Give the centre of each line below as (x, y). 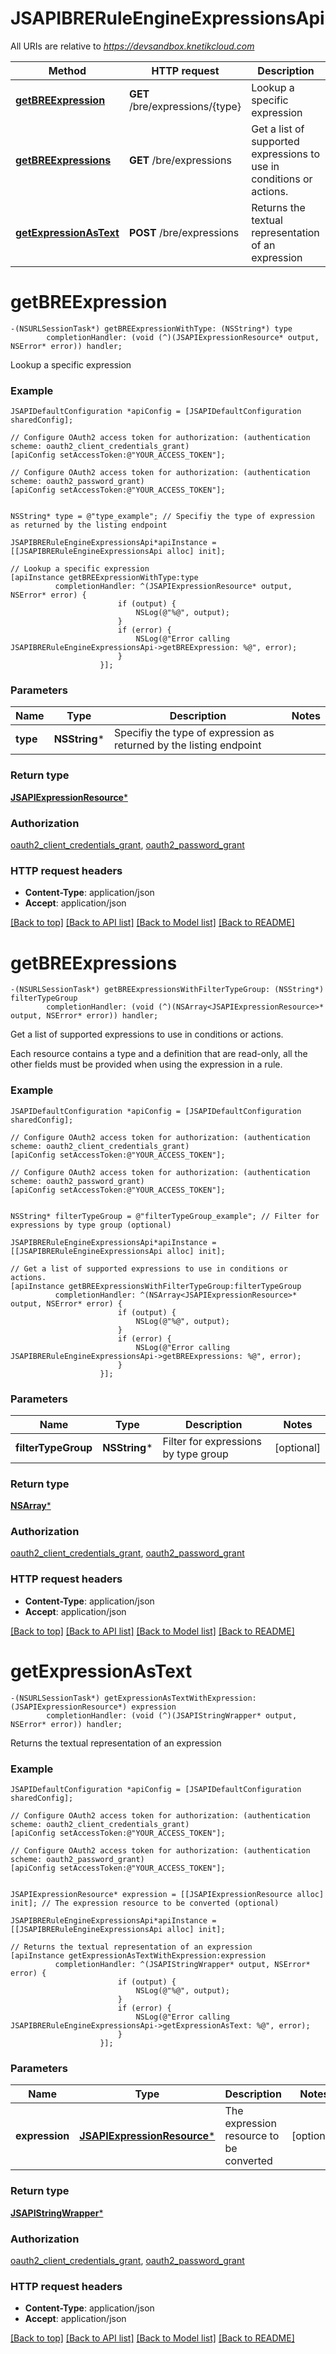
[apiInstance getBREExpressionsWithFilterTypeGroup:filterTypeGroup (156, 1286)
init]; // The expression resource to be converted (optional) (145, 1903)
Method (67, 70)
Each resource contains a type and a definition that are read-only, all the (159, 1054)
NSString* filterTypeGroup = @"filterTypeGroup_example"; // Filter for (165, 1216)
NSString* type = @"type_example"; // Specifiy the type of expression (162, 517)
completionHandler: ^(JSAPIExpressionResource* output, (173, 587)
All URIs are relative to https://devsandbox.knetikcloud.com (132, 46)
